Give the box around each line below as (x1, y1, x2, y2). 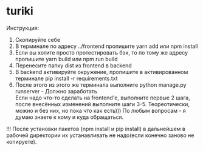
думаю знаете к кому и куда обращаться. (15, 113, 124, 121)
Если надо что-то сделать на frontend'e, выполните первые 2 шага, (15, 94, 190, 101)
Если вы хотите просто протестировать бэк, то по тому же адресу (15, 49, 188, 56)
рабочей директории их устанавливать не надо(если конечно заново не (6, 132, 194, 139)
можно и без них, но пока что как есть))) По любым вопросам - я (15, 107, 187, 114)
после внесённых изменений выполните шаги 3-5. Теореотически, (15, 100, 190, 107)
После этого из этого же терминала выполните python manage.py (15, 81, 187, 89)
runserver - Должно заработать (15, 87, 97, 95)
